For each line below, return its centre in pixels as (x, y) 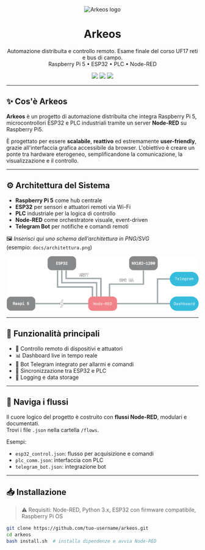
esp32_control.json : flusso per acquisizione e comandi (85, 453)
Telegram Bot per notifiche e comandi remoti (72, 226)
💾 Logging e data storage (47, 377)
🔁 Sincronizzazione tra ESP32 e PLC (61, 370)
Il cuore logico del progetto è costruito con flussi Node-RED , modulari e (97, 417)
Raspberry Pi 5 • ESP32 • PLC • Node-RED (103, 64)
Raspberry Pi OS (42, 516)
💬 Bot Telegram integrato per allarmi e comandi (74, 364)
